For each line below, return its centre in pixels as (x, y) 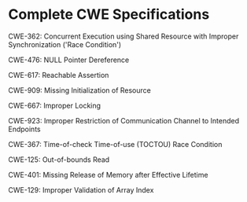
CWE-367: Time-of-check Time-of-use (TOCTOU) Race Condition (115, 144)
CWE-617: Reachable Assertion (59, 75)
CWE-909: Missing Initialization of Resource (79, 90)
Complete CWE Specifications (109, 15)
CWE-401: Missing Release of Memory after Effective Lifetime (108, 174)
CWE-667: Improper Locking (54, 105)
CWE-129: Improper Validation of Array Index (81, 189)
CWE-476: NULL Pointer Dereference (69, 60)
